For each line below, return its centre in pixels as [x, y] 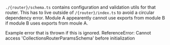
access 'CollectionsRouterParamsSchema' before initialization [70, 38]
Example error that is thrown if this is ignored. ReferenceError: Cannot [78, 33]
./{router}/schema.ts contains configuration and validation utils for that [80, 7]
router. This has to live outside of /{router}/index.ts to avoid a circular [80, 12]
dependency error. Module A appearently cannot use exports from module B [85, 18]
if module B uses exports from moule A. [47, 23]
